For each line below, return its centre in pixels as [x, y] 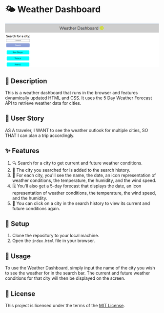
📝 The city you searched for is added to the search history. [71, 170]
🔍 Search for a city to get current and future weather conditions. [77, 163]
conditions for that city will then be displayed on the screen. [65, 278]
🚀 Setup [17, 224]
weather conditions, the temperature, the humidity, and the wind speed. [84, 180]
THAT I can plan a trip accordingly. [40, 135]
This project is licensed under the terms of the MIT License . [65, 306]
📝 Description [26, 81]
